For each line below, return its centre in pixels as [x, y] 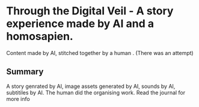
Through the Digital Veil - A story [90, 11]
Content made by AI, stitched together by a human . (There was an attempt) [100, 53]
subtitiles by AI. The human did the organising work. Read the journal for [96, 92]
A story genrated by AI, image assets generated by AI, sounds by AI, [91, 86]
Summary [25, 72]
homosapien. [40, 36]
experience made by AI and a [80, 24]
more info [18, 99]
